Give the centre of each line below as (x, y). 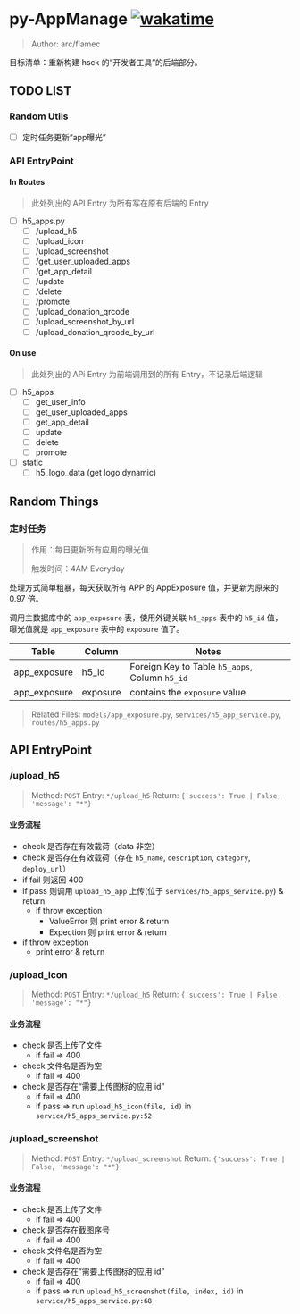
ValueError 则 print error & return (109, 921)
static (32, 463)
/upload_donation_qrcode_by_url (95, 332)
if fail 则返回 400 (53, 880)
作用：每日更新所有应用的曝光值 (90, 550)
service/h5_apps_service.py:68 (94, 1301)
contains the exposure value (188, 693)
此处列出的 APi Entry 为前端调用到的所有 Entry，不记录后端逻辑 (147, 374)
